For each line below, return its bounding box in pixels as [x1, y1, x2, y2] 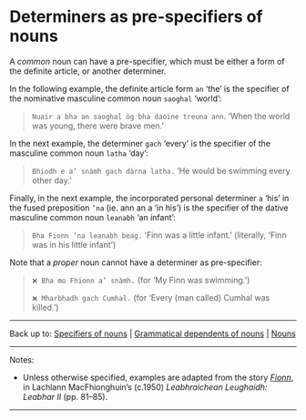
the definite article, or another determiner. [9, 66, 167, 77]
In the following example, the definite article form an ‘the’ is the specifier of [9, 83, 290, 94]
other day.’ [31, 175, 72, 186]
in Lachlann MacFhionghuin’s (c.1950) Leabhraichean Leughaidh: [22, 381, 268, 393]
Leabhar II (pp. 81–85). [22, 391, 108, 402]
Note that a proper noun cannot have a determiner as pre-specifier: [9, 257, 262, 268]
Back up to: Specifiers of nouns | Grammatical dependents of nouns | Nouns [9, 328, 296, 339]
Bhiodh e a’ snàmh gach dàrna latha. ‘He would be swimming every [31, 165, 291, 176]
